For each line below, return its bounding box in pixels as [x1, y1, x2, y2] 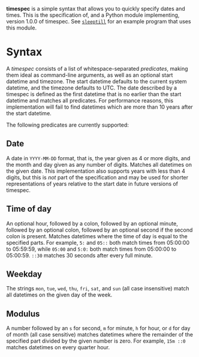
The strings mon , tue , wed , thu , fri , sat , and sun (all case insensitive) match [6, 285, 190, 292]
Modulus [6, 308, 40, 319]
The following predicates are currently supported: [6, 121, 129, 128]
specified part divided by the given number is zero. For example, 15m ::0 [6, 337, 186, 344]
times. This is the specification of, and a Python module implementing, [6, 11, 180, 19]
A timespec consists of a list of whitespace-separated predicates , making [6, 65, 188, 72]
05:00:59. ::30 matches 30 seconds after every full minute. [6, 251, 153, 259]
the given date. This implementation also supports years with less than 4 [6, 167, 186, 175]
